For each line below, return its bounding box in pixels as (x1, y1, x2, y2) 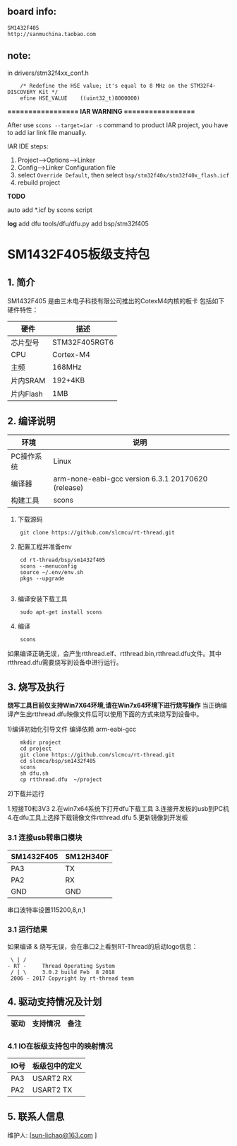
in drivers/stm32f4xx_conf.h (7, 69, 90, 77)
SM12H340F (65, 851, 109, 861)
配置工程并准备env (17, 542, 72, 551)
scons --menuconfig (20, 563, 78, 570)
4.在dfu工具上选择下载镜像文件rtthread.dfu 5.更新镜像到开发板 (7, 813, 188, 822)
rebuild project (17, 178, 61, 187)
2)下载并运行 (7, 790, 44, 798)
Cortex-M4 (52, 349, 90, 359)
